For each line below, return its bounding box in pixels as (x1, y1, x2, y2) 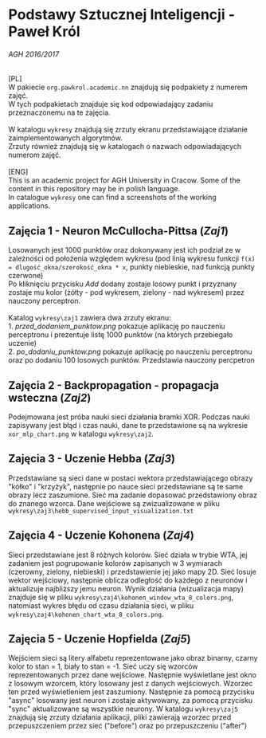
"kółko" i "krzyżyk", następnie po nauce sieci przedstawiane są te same (8, 481, 244, 491)
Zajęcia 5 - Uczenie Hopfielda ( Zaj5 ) (8, 632, 191, 646)
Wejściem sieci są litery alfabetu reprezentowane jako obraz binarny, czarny (8, 654, 258, 663)
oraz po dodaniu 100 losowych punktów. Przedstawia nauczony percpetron (8, 355, 255, 365)
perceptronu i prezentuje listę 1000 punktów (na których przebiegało (8, 330, 233, 340)
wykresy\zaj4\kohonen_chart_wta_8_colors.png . (8, 609, 164, 618)
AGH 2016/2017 (8, 49, 60, 59)
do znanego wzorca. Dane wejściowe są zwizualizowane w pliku (8, 498, 221, 508)
